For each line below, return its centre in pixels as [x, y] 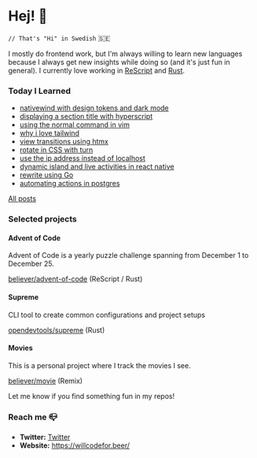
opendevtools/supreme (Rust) [57, 330]
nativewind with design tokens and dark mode [94, 108]
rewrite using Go [46, 175]
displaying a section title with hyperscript [86, 117]
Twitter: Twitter [45, 438]
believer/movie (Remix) [46, 381]
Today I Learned [40, 91]
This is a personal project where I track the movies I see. [99, 365]
